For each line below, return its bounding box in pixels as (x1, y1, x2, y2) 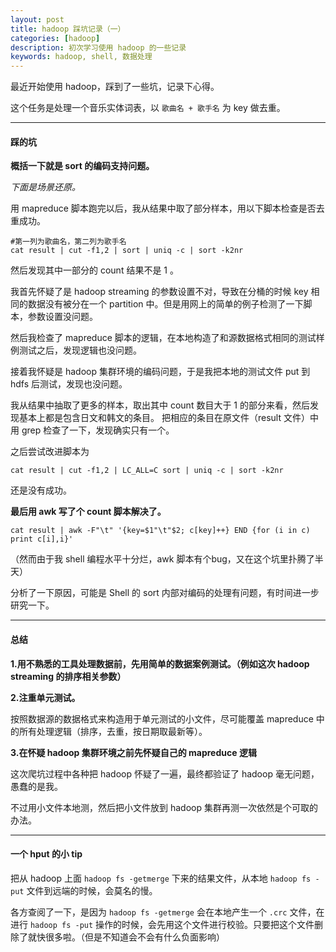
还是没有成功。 (10, 484, 72, 496)
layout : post (10, 14, 65, 25)
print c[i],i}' (10, 534, 74, 545)
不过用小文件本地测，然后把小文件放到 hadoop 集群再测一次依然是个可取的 (10, 801, 318, 813)
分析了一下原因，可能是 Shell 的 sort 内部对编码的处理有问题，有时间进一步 (10, 587, 320, 599)
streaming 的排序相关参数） (10, 670, 127, 682)
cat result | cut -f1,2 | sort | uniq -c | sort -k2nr (10, 246, 244, 256)
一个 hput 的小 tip (10, 848, 83, 860)
